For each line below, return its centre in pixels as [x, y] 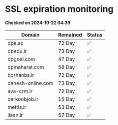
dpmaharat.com [26, 67]
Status [95, 34]
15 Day [67, 99]
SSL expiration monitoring [59, 9]
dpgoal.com [21, 59]
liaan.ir [15, 115]
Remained [70, 34]
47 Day [67, 59]
